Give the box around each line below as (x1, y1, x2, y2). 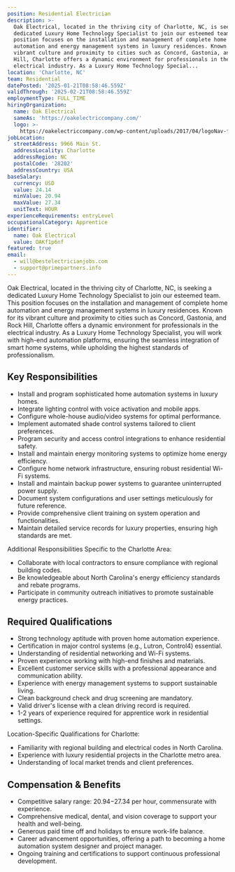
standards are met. (17, 531, 72, 540)
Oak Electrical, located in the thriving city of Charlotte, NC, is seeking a (7, 283, 212, 292)
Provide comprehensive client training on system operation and (17, 509, 201, 517)
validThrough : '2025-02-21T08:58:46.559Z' (7, 88, 133, 95)
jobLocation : (7, 134, 45, 141)
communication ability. (17, 672, 83, 680)
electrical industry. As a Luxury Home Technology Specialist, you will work (7, 328, 222, 336)
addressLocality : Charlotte (13, 147, 96, 154)
